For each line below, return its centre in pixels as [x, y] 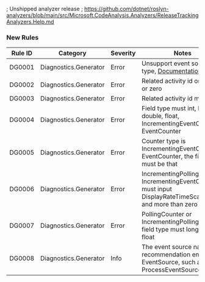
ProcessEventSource [171, 270]
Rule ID [22, 53]
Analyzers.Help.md [30, 22]
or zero [152, 89]
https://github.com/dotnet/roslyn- [127, 9]
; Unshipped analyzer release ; [45, 9]
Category [72, 53]
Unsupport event [166, 63]
